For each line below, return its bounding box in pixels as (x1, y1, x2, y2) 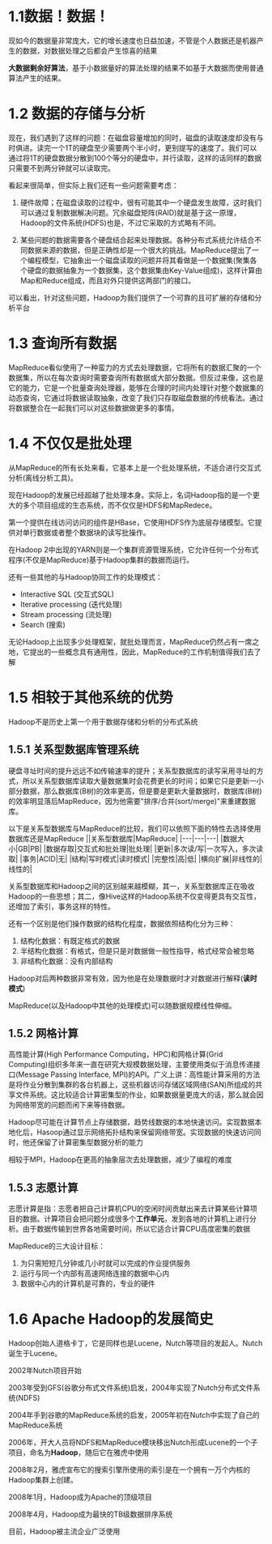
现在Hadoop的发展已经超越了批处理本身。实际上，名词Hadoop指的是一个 (8, 490, 253, 500)
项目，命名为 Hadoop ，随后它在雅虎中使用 (8, 1448, 150, 1457)
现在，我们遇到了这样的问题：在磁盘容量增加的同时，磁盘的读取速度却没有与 (8, 133, 264, 142)
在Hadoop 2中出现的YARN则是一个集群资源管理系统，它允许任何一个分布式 (8, 544, 259, 555)
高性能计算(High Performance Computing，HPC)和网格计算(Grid (8, 1049, 223, 1059)
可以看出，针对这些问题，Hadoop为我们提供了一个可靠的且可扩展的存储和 (8, 292, 255, 302)
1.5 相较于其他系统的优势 (8, 688, 174, 707)
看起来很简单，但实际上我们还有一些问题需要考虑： (8, 180, 179, 190)
